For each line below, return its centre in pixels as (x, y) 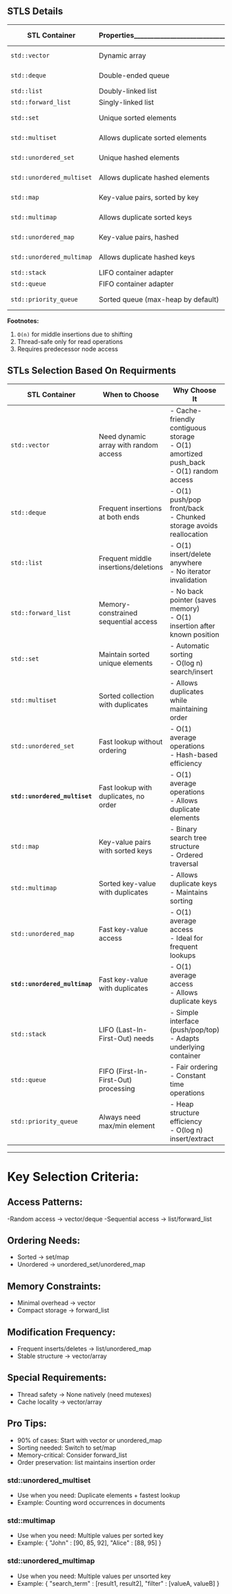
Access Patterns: (45, 1202)
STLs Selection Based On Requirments (91, 370)
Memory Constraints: (54, 1286)
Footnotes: (23, 320)
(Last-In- (132, 1029)
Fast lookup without (131, 742)
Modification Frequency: (61, 1332)
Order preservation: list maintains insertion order (86, 1462)
